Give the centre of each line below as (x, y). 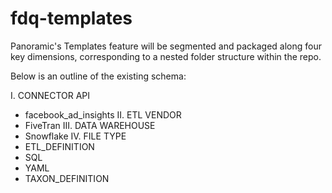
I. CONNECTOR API (50, 95)
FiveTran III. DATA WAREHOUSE (90, 125)
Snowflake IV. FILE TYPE (75, 136)
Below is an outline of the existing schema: (98, 76)
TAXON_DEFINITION (67, 178)
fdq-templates (71, 18)
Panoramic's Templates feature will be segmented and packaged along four (166, 46)
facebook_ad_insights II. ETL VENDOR (103, 114)
